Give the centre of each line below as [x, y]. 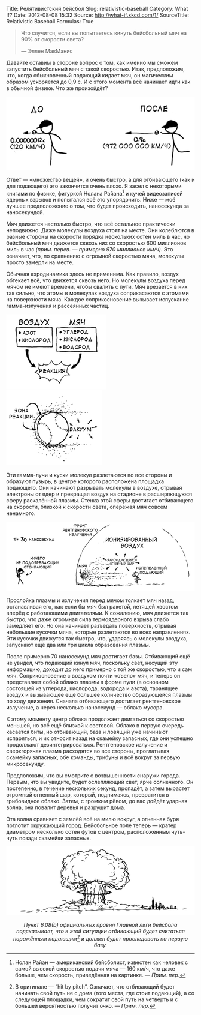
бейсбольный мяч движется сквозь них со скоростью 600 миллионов [96, 243]
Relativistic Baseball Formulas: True [50, 21]
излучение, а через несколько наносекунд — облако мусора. [85, 708]
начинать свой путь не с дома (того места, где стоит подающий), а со [105, 993]
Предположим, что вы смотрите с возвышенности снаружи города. [93, 776]
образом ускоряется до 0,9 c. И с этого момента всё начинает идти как [98, 82]
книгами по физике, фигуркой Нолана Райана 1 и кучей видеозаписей [95, 193]
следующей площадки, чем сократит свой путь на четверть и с [96, 999]
